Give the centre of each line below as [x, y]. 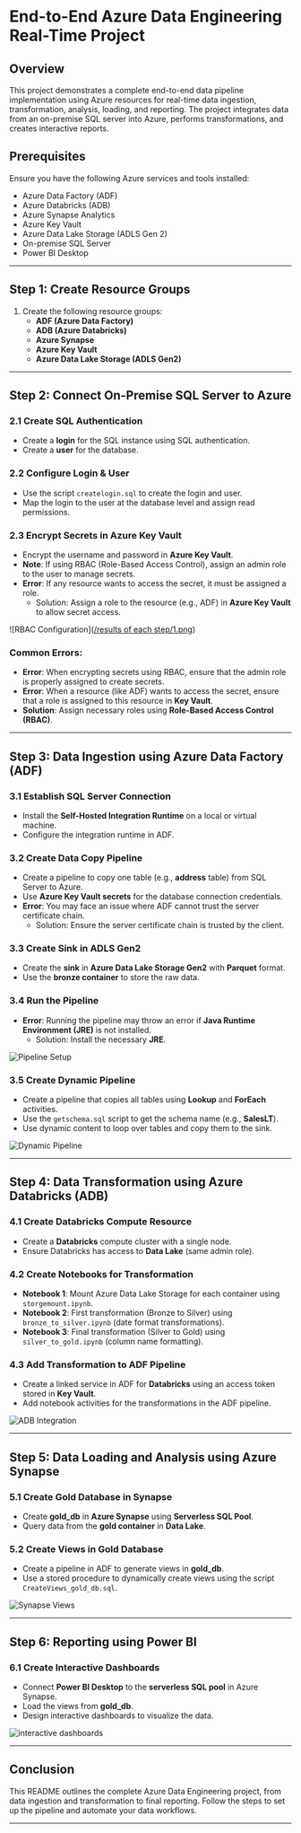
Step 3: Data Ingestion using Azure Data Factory [146, 756]
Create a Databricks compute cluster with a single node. [127, 1241]
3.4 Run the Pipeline [54, 1001]
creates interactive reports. [59, 128]
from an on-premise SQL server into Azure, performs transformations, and [146, 119]
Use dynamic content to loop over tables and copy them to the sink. [147, 1128]
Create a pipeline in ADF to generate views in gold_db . [123, 1569]
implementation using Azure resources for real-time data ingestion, [133, 100]
